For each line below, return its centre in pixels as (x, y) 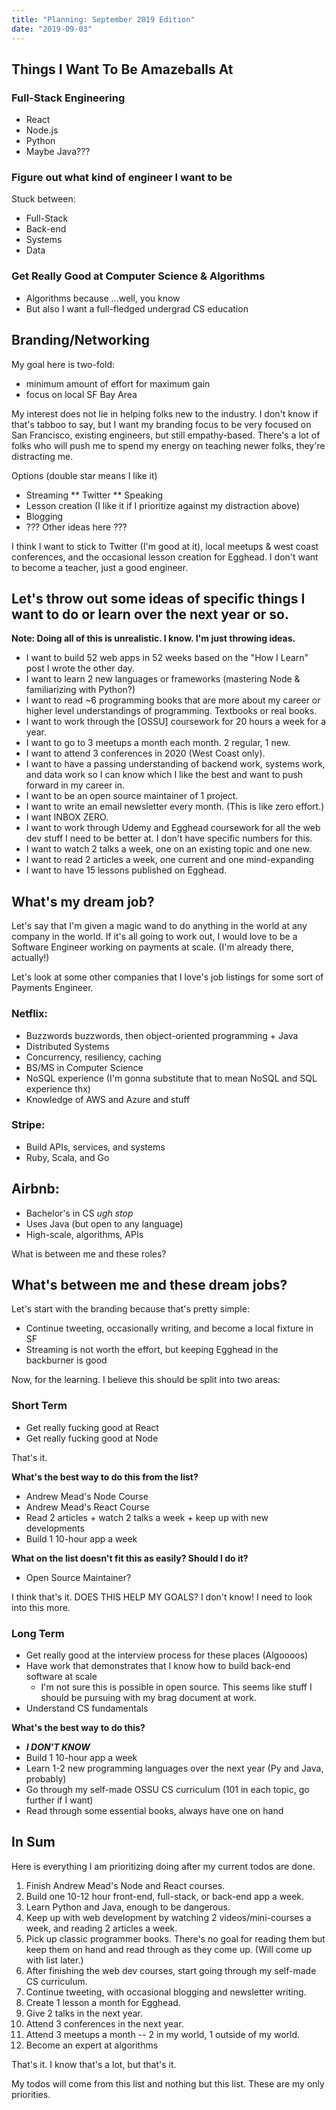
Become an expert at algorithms (92, 2045)
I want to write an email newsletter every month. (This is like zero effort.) (175, 807)
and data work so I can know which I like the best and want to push (164, 775)
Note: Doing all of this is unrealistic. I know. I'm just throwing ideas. (153, 638)
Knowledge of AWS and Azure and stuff (108, 1099)
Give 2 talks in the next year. (84, 2013)
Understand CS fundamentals (87, 1708)
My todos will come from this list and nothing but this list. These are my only (168, 2083)
